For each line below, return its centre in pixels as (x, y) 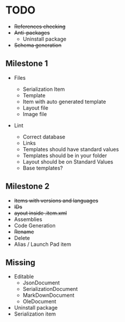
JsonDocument (41, 283)
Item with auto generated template (64, 101)
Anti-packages (32, 32)
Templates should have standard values (71, 149)
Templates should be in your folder (65, 155)
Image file (35, 114)
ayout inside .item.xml (40, 213)
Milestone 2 (28, 186)
